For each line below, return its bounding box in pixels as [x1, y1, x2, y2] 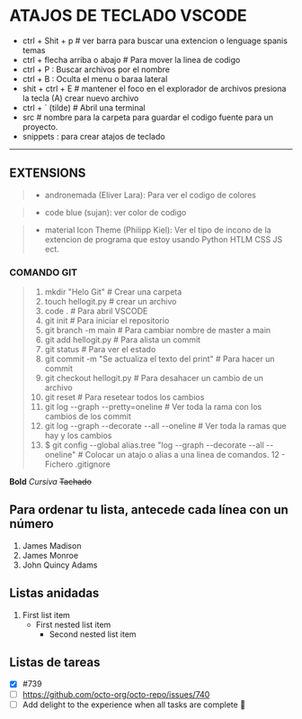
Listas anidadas [9, 586, 100, 601]
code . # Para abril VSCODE [44, 305, 148, 316]
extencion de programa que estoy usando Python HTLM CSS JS [44, 233, 283, 244]
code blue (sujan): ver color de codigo [44, 206, 187, 217]
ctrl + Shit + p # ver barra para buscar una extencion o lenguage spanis [22, 35, 288, 46]
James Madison [22, 540, 82, 551]
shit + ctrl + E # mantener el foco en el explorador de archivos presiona [22, 83, 287, 94]
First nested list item [35, 619, 111, 630]
